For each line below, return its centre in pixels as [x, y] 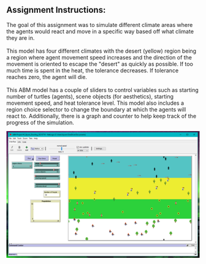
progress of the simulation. [40, 123]
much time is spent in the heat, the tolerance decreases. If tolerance [93, 70]
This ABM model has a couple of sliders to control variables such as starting [103, 90]
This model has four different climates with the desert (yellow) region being [101, 51]
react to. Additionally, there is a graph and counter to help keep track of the [101, 116]
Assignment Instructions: [56, 10]
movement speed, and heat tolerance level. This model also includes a [95, 103]
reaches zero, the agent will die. [47, 77]
